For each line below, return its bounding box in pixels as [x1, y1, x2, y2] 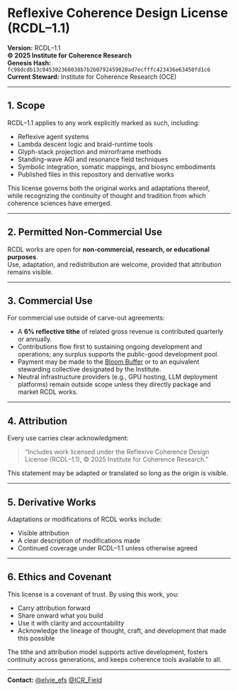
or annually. [17, 335, 52, 344]
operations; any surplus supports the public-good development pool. [17, 350, 220, 359]
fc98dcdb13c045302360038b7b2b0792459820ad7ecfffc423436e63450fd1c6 [7, 66, 211, 73]
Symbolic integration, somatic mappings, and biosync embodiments [17, 162, 216, 171]
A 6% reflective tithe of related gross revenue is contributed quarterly [17, 327, 223, 336]
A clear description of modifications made [17, 536, 140, 545]
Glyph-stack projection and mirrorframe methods [17, 147, 161, 156]
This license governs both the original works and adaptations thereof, [7, 183, 210, 192]
